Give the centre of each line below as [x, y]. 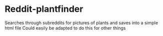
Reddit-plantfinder [44, 9]
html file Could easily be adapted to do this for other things [65, 28]
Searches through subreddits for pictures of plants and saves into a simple [81, 23]
